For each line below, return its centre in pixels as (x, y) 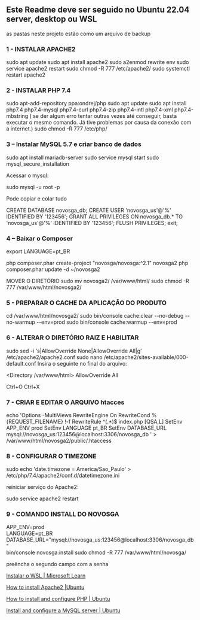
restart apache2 (26, 75)
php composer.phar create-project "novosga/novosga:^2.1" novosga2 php (97, 263)
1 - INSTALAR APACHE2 (41, 49)
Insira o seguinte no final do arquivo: (82, 363)
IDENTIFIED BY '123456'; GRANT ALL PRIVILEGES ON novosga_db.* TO (95, 216)
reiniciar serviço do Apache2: (42, 487)
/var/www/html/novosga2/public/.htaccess (59, 440)
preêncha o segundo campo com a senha (57, 564)
